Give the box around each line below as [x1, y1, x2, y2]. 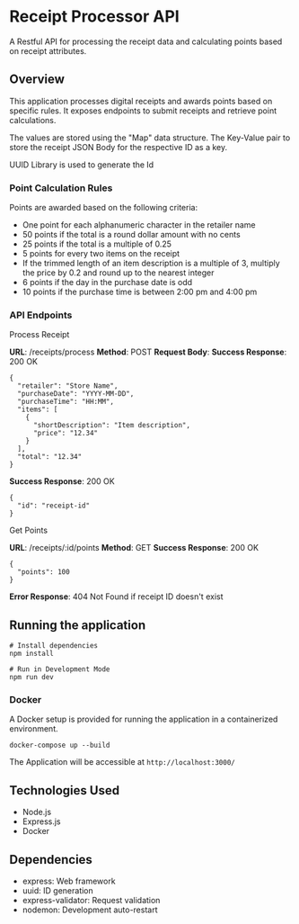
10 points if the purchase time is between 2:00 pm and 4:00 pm [22, 286, 258, 298]
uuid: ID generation [22, 885, 94, 896]
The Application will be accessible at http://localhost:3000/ [9, 757, 235, 767]
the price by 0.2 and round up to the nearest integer [22, 267, 215, 278]
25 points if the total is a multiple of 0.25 [22, 238, 172, 249]
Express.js [22, 816, 61, 827]
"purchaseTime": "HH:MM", [17, 398, 115, 407]
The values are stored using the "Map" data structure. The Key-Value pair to [9, 132, 291, 143]
